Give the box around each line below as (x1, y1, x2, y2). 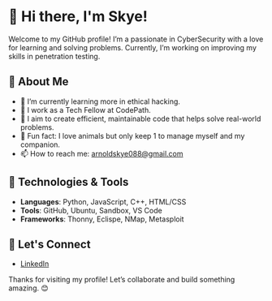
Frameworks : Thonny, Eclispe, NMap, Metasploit (19, 214, 184, 224)
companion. (19, 140, 61, 149)
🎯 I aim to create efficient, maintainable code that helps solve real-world (19, 114, 261, 123)
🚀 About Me (8, 75, 69, 88)
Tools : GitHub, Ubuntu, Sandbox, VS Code (19, 205, 162, 215)
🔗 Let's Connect (8, 237, 91, 251)
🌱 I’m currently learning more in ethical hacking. (19, 97, 181, 106)
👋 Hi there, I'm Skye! (8, 7, 148, 26)
